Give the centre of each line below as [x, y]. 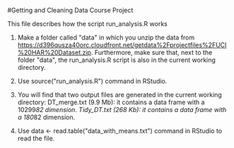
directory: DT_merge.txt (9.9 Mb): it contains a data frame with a [111, 102]
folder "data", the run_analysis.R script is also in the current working [116, 60]
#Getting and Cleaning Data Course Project [70, 10]
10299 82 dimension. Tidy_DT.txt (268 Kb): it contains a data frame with [122, 110]
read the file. [36, 138]
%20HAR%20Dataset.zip [54, 53]
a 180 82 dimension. [46, 117]
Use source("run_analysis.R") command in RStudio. [92, 81]
